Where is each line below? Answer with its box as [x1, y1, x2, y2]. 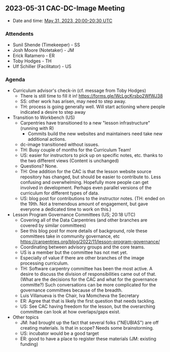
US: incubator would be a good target [20, 330, 99, 337]
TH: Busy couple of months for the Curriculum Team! [20, 147, 131, 153]
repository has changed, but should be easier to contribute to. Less [20, 174, 161, 180]
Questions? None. [20, 163, 58, 169]
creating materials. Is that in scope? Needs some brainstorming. [20, 325, 154, 331]
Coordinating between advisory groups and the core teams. [20, 244, 146, 250]
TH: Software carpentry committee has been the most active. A [20, 266, 153, 272]
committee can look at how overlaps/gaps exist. [20, 309, 121, 315]
